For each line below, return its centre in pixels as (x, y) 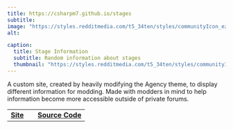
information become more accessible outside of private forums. (98, 99)
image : (17, 26)
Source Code (60, 115)
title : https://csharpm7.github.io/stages (69, 13)
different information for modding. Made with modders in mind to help (107, 91)
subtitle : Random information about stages (77, 58)
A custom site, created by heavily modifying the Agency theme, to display (112, 84)
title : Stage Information (51, 52)
